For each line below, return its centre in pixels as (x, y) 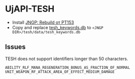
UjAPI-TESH (30, 9)
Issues (15, 47)
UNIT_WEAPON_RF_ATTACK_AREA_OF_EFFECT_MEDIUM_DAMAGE (60, 72)
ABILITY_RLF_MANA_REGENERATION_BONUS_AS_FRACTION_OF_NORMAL (68, 67)
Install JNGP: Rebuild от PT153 (43, 22)
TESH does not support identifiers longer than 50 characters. (67, 59)
